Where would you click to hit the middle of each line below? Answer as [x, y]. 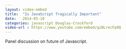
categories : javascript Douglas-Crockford [49, 23]
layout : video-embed [26, 9]
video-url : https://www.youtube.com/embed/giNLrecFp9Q [63, 28]
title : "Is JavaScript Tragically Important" [53, 14]
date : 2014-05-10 [25, 18]
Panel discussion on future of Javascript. [46, 41]
